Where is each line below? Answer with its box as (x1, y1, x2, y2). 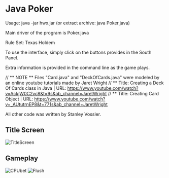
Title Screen (5, 126, 45, 134)
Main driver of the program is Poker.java (5, 29, 89, 35)
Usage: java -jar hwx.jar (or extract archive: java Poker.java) (5, 20, 130, 26)
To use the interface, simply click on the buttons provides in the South (5, 49, 152, 55)
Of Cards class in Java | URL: (5, 85, 66, 91)
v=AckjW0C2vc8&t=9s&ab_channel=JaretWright (5, 90, 107, 96)
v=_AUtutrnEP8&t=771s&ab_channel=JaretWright (5, 101, 108, 107)
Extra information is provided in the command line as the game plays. (5, 64, 150, 70)
